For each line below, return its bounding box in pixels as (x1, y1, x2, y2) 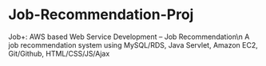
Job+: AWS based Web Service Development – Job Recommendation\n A (8, 32, 250, 41)
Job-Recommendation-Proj (8, 6, 194, 24)
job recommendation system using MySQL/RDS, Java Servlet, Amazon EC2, (8, 40, 258, 49)
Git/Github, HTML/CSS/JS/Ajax (8, 49, 110, 58)
